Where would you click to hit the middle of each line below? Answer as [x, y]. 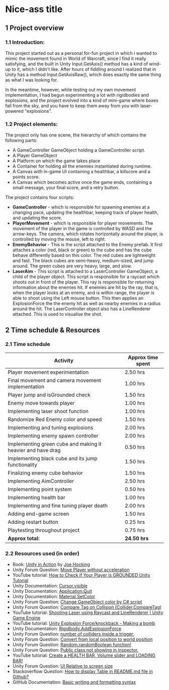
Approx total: [24, 538]
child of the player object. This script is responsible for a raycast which [86, 277]
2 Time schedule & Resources [53, 330]
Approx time [143, 357]
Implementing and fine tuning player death [58, 506]
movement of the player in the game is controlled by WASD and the [82, 229]
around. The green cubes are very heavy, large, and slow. [72, 266]
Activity [64, 360]
